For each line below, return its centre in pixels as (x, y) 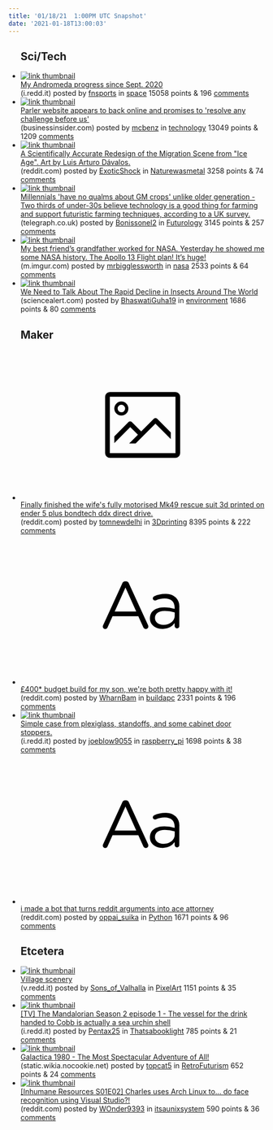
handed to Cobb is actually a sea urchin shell (95, 1023)
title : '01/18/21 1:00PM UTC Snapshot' (78, 16)
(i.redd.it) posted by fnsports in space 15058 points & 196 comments (134, 93)
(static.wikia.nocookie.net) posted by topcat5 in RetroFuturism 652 (132, 1066)
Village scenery (46, 980)
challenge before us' (54, 120)
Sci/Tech (43, 57)
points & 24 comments (58, 1075)
